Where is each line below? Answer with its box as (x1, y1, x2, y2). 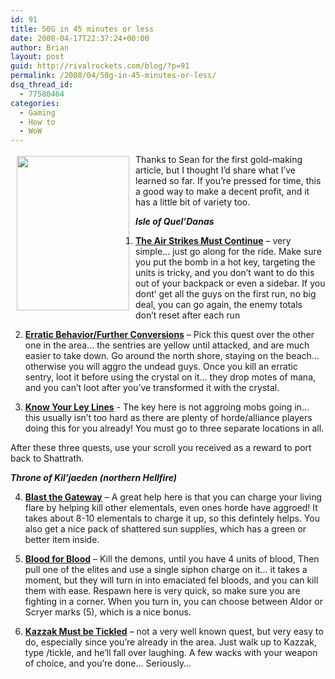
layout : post (10, 52, 65, 62)
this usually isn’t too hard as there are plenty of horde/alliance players (24, 412, 313, 424)
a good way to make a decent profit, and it (135, 186, 310, 198)
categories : (10, 98, 60, 108)
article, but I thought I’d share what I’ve (135, 164, 297, 176)
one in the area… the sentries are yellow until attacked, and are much (24, 339, 310, 351)
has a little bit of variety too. (135, 196, 251, 208)
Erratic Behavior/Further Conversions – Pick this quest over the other (24, 329, 315, 341)
